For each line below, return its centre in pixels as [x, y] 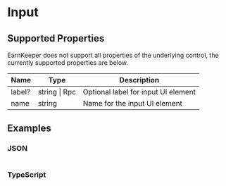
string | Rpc [57, 92]
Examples [29, 129]
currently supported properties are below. [68, 63]
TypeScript [27, 175]
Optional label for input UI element [139, 92]
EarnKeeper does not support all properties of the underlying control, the [113, 55]
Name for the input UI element [133, 103]
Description [139, 80]
